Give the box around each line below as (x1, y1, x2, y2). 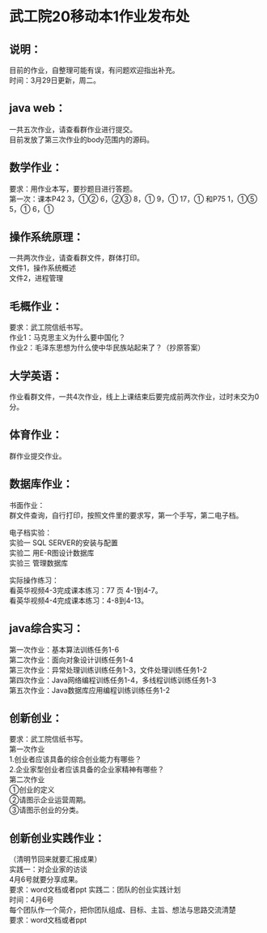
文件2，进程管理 (9, 273, 64, 283)
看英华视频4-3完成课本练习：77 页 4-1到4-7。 (9, 585, 163, 595)
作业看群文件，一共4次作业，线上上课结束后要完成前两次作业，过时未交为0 (9, 392, 260, 402)
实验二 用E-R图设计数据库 (9, 548, 95, 557)
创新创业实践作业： (9, 831, 105, 845)
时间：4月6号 (9, 895, 54, 905)
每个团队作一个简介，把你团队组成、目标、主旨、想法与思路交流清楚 (9, 905, 236, 915)
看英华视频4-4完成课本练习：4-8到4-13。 (9, 595, 149, 605)
